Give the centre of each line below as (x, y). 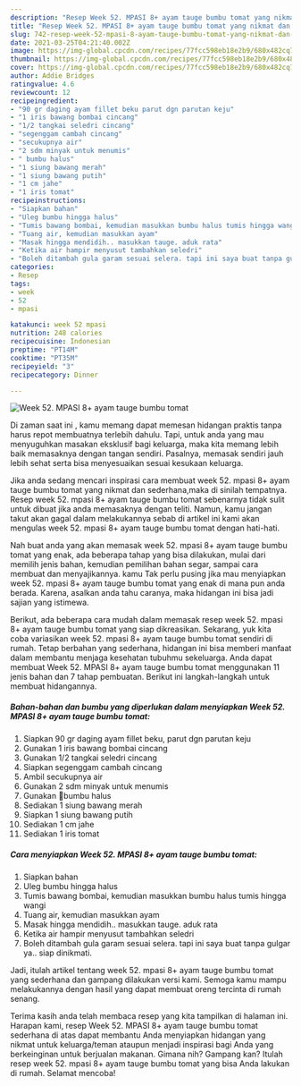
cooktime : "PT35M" (44, 358)
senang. (25, 999)
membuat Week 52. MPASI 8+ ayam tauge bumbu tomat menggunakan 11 (145, 667)
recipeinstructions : (49, 201)
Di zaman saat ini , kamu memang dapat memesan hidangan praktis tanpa (146, 425)
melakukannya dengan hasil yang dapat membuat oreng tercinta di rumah (146, 989)
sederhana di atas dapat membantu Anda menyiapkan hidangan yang (138, 1035)
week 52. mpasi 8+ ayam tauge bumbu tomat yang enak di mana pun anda (147, 583)
